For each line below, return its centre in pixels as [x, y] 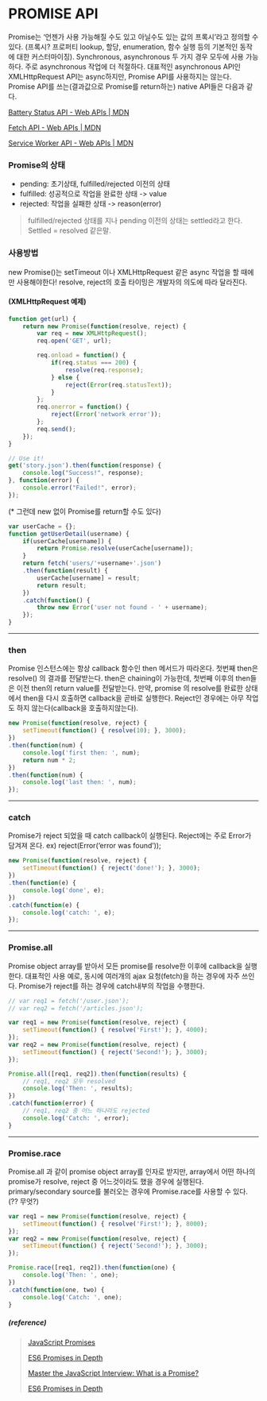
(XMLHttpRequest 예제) [47, 302]
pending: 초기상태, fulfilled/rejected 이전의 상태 [95, 184]
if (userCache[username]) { [67, 541]
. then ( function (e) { [43, 883]
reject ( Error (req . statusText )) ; [118, 385]
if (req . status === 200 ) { [93, 363]
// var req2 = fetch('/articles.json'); [76, 1008]
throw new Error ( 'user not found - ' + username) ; [122, 608]
